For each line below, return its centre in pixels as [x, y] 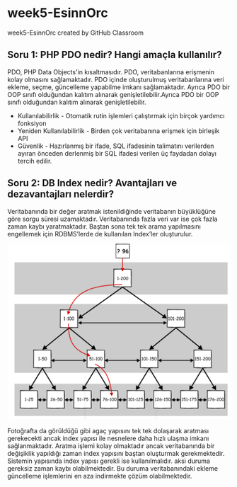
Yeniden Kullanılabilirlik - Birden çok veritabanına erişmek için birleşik [118, 131]
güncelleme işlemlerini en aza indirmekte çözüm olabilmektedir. [100, 476]
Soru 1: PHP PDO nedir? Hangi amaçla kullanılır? [115, 55]
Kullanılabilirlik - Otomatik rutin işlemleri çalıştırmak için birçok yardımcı [121, 115]
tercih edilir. [35, 161]
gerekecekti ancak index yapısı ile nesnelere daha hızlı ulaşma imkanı [108, 438]
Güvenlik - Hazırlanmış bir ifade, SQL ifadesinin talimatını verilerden [116, 146]
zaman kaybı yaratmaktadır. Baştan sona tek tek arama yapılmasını [104, 226]
